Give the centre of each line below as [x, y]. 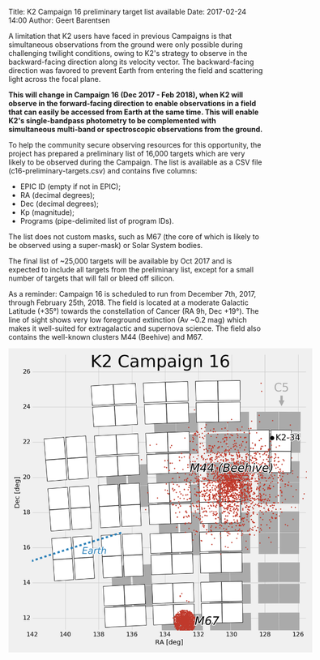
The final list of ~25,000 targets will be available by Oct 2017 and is [120, 261]
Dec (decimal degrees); [59, 204]
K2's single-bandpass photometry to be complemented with [112, 120]
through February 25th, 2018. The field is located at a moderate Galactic [129, 302]
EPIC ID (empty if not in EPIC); [70, 186]
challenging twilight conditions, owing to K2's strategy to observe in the [128, 53]
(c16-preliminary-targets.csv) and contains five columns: [103, 171]
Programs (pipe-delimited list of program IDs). [97, 221]
